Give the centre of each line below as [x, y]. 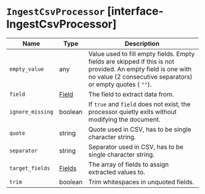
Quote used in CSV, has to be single [140, 129]
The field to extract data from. [131, 94]
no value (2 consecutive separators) [140, 76]
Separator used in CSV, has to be [136, 146]
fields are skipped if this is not [131, 61]
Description [142, 43]
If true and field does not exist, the [139, 104]
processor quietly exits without [132, 112]
